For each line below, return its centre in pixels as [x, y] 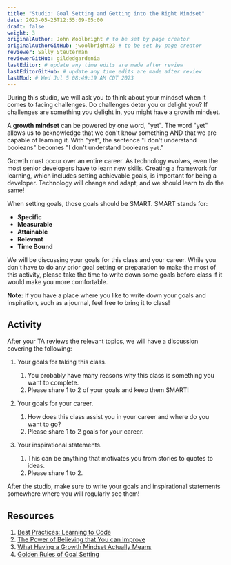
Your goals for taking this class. [62, 362]
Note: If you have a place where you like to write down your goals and [107, 295]
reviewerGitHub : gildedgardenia [53, 59]
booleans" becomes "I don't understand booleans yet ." [86, 148]
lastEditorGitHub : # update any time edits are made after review [104, 71]
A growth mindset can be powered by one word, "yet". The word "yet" [108, 126]
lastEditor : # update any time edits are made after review [96, 65]
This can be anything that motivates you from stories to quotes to [120, 459]
